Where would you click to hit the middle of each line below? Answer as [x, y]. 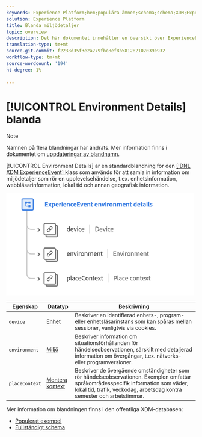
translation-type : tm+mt [37, 45]
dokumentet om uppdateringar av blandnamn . [63, 154]
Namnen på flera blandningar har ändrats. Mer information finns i [87, 148]
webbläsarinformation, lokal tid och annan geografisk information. [88, 185]
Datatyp [58, 306]
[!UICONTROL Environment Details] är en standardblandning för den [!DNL [98, 166]
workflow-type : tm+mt [33, 57]
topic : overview [26, 32]
